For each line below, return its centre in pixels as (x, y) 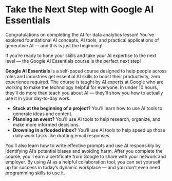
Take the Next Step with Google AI (80, 10)
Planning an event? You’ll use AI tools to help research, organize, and (87, 119)
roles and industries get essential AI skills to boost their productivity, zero (83, 76)
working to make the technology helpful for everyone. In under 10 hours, (82, 87)
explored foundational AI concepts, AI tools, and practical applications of (82, 40)
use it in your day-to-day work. (38, 98)
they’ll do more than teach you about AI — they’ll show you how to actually (84, 93)
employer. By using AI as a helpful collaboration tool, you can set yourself (83, 162)
